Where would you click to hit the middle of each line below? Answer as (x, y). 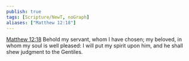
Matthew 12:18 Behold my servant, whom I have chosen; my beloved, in (94, 40)
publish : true (24, 12)
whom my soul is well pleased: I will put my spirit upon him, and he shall (95, 46)
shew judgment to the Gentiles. (45, 52)
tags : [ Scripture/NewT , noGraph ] (48, 17)
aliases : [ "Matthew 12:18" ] (41, 23)
